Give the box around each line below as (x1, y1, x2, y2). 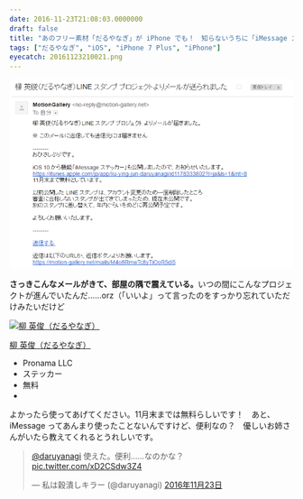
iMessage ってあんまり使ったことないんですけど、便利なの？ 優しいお (9, 420, 275, 431)
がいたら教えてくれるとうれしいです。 (16, 431, 159, 442)
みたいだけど (16, 301, 65, 312)
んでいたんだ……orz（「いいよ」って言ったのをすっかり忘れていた (40, 290, 282, 301)
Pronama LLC (22, 357, 74, 369)
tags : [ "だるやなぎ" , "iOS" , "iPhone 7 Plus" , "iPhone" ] (9, 43, 221, 52)
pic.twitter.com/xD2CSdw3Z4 (31, 461, 142, 472)
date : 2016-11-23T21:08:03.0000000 (9, 14, 143, 23)
